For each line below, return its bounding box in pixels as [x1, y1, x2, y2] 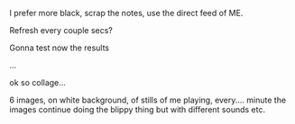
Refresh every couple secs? [9, 25, 113, 35]
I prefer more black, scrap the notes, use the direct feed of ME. [9, 8, 244, 18]
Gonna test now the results [9, 42, 110, 53]
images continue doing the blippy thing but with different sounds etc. [9, 104, 266, 115]
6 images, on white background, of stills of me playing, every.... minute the [9, 94, 287, 105]
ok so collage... [9, 77, 66, 88]
